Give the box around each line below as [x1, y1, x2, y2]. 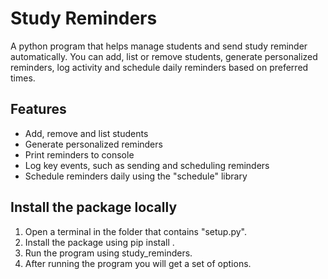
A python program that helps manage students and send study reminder [10, 40, 308, 52]
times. [10, 72, 36, 84]
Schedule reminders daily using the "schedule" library [24, 170, 248, 182]
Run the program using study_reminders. [24, 247, 193, 259]
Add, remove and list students [24, 127, 149, 139]
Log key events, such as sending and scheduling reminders [24, 159, 270, 171]
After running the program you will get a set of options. [24, 257, 252, 269]
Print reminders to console [24, 148, 135, 161]
